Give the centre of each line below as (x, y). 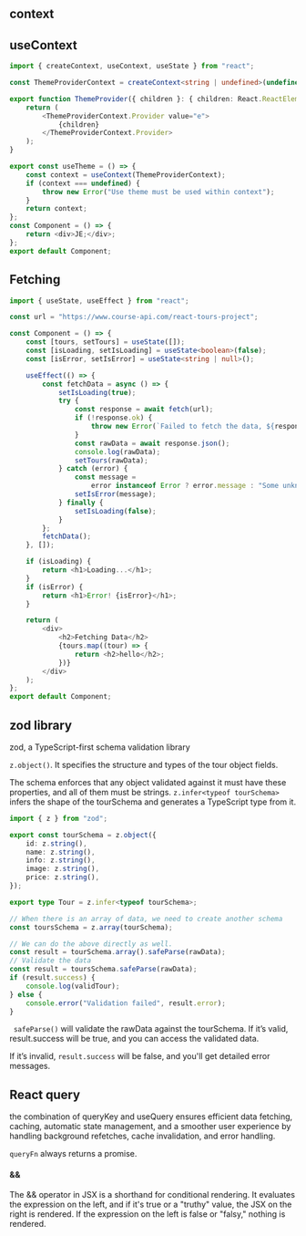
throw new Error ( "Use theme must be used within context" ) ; (158, 192)
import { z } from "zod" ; (58, 818)
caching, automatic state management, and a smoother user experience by (150, 1127)
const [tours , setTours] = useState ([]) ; (105, 342)
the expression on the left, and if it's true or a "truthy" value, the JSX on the (151, 1205)
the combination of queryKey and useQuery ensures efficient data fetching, (151, 1117)
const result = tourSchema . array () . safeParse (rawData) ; (117, 952)
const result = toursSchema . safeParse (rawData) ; (103, 970)
